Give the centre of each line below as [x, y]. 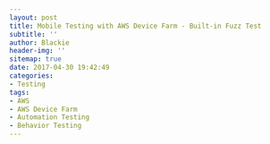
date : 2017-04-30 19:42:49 [59, 68]
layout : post [34, 17]
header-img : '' [38, 51]
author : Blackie [39, 42]
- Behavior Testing [46, 126]
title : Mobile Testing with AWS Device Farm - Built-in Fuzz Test [135, 26]
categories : [31, 76]
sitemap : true [36, 59]
